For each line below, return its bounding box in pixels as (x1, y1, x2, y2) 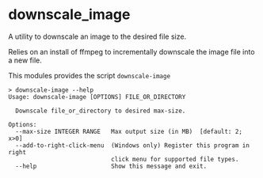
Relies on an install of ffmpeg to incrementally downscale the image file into (8, 47, 255, 56)
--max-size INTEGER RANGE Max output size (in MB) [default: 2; (15, 127, 243, 135)
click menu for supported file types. (110, 155, 239, 163)
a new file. (8, 55, 42, 65)
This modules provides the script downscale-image (8, 70, 171, 80)
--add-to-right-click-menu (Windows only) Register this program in (15, 141, 250, 150)
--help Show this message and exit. (15, 162, 208, 170)
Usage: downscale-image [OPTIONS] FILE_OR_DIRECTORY (8, 93, 186, 100)
